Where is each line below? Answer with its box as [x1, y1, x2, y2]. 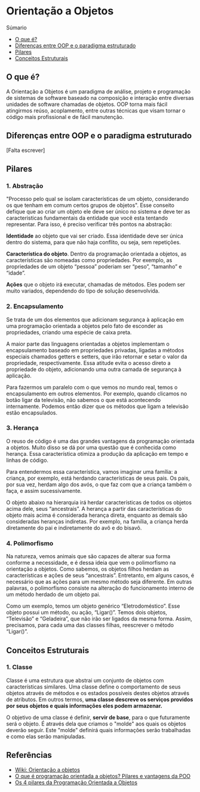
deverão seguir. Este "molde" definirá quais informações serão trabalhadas [6, 726, 191, 733]
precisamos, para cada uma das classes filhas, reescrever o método [6, 622, 174, 629]
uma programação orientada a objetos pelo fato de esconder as [6, 322, 163, 330]
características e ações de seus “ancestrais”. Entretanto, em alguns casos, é [6, 572, 195, 579]
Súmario [6, 24, 27, 31]
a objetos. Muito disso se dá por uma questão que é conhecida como [6, 444, 177, 451]
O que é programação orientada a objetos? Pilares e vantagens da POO [14, 772, 191, 779]
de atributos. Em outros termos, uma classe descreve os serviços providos [6, 696, 193, 703]
